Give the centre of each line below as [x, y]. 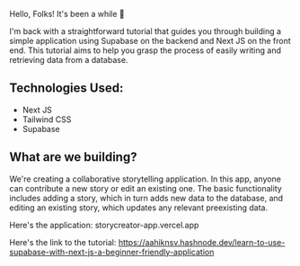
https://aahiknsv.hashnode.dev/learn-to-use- [202, 242]
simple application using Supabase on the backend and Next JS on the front [150, 41]
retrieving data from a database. [69, 60]
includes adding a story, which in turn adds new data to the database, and [146, 198]
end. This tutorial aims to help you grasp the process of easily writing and [145, 50]
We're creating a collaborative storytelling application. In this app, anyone [145, 179]
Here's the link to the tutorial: [63, 242]
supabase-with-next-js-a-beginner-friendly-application [112, 252]
